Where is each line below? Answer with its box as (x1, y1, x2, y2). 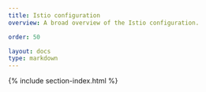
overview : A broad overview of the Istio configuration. (8, 19, 200, 27)
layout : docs (8, 47, 51, 55)
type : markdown (8, 54, 58, 63)
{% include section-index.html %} (8, 76, 118, 86)
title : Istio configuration (8, 11, 101, 20)
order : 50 (8, 33, 41, 41)
